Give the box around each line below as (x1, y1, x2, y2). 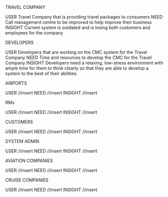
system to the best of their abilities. (5, 70, 78, 76)
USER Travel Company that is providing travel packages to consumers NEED (5, 14, 163, 19)
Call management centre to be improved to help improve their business (5, 19, 152, 25)
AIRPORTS (5, 80, 28, 86)
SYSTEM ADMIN (5, 138, 40, 144)
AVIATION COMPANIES (5, 157, 53, 163)
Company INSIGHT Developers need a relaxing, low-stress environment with (5, 60, 163, 65)
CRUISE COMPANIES (5, 177, 49, 183)
